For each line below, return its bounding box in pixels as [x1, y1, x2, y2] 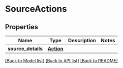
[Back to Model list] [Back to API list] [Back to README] [5, 58, 118, 64]
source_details [7, 45, 43, 52]
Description [68, 37, 96, 44]
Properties [5, 23, 38, 31]
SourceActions [5, 3, 67, 15]
